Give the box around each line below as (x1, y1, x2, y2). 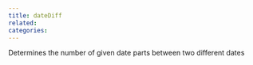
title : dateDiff (8, 11, 62, 20)
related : (8, 19, 38, 27)
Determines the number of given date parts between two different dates (8, 48, 245, 58)
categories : (8, 26, 48, 34)
